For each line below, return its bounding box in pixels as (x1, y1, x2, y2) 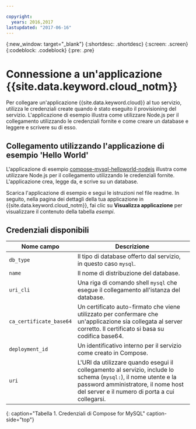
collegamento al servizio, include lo (77, 365, 174, 373)
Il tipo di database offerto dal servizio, (77, 252, 181, 260)
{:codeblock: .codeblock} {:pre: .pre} (6, 47, 94, 54)
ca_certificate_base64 (9, 318, 72, 325)
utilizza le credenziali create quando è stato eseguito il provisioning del (6, 105, 177, 112)
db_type (9, 256, 30, 263)
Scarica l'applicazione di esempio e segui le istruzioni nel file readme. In (6, 190, 180, 197)
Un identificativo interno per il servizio (77, 341, 182, 349)
